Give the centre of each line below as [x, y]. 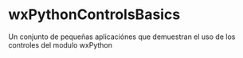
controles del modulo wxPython [61, 44]
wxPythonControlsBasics [94, 15]
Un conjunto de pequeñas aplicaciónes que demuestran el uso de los [122, 37]
